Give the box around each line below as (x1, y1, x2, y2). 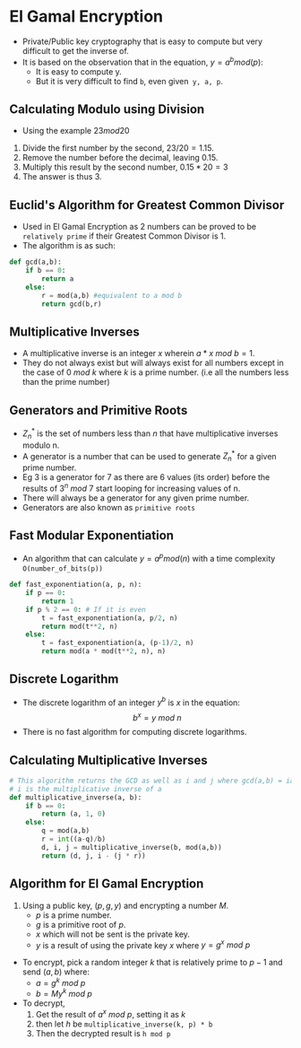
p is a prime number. (35, 909, 112, 921)
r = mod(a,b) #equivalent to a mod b (41, 291, 182, 300)
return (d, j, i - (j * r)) (41, 851, 146, 860)
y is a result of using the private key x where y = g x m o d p (35, 938, 251, 950)
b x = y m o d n (133, 711, 182, 723)
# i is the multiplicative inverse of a (9, 784, 163, 793)
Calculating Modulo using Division (9, 101, 205, 117)
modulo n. (21, 440, 60, 450)
